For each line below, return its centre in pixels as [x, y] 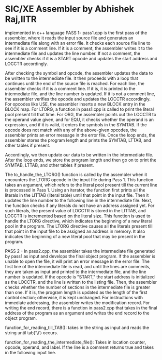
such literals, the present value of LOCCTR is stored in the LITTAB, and [75, 210]
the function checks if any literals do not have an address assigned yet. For [80, 206]
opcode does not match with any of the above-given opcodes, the [71, 130]
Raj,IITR [21, 19]
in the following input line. [31, 352]
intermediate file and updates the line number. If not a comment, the [73, 53]
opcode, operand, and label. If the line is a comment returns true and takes [79, 347]
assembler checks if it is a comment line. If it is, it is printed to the [70, 88]
